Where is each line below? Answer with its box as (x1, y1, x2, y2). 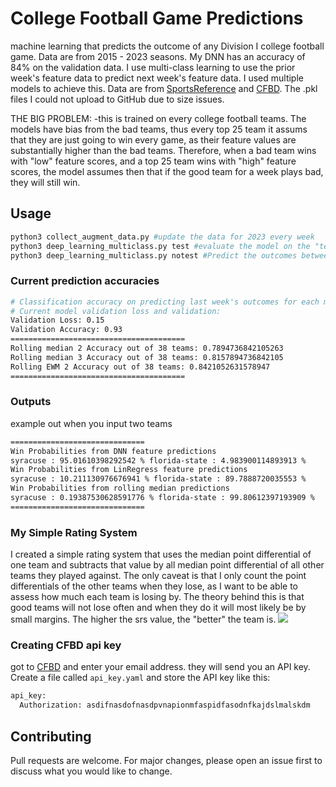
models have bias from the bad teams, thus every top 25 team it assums (10, 123, 308, 135)
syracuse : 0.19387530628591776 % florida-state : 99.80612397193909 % (10, 493, 315, 503)
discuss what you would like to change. (10, 765, 173, 777)
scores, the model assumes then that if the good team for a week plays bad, (10, 165, 324, 177)
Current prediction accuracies (10, 274, 160, 288)
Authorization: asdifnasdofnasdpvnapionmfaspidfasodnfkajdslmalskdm (19, 700, 311, 711)
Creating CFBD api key (10, 638, 122, 652)
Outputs (10, 395, 52, 409)
